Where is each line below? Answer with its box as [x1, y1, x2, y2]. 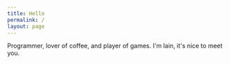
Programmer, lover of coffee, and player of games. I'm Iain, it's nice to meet [7, 42, 223, 50]
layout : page [7, 23, 45, 30]
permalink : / [7, 17, 45, 23]
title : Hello [7, 10, 45, 17]
